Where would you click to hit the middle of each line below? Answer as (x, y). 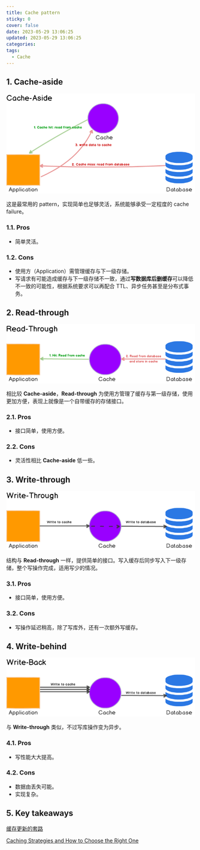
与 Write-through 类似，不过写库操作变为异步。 (65, 727)
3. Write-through (38, 480)
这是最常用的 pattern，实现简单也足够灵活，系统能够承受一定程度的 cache (98, 204)
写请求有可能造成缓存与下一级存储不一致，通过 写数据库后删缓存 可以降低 (104, 278)
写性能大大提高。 (36, 757)
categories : (21, 44)
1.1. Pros (18, 228)
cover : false (22, 25)
